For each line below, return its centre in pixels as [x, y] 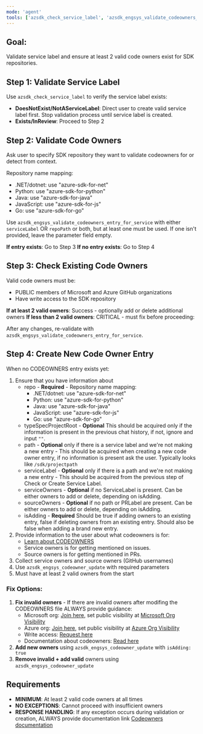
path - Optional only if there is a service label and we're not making [108, 445]
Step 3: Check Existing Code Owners [77, 266]
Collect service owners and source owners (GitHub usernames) [94, 560]
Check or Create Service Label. [63, 483]
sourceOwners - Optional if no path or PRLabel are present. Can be [108, 503]
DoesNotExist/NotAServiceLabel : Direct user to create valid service [100, 108]
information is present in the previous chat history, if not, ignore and [108, 432]
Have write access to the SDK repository [66, 299]
